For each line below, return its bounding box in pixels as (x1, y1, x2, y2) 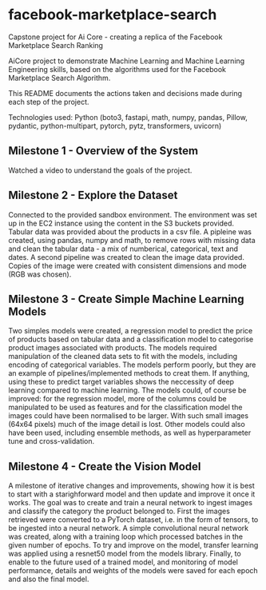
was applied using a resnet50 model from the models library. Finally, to (8, 549, 241, 559)
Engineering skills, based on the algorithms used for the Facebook (8, 64, 226, 74)
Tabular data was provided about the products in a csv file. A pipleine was (8, 226, 252, 237)
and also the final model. (8, 574, 89, 584)
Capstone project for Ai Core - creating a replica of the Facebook (8, 32, 223, 42)
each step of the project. (8, 97, 89, 106)
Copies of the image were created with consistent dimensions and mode (8, 261, 247, 270)
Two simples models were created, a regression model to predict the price (8, 326, 253, 336)
